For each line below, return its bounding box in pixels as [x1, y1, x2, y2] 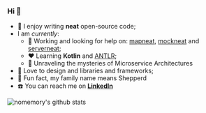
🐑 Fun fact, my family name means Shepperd [17, 74, 147, 82]
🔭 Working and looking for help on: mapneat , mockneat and [27, 37, 200, 45]
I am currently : [17, 29, 59, 38]
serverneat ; [27, 45, 61, 53]
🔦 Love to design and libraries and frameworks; [17, 66, 154, 75]
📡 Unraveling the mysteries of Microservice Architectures [27, 59, 193, 68]
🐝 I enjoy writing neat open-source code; [17, 22, 136, 31]
